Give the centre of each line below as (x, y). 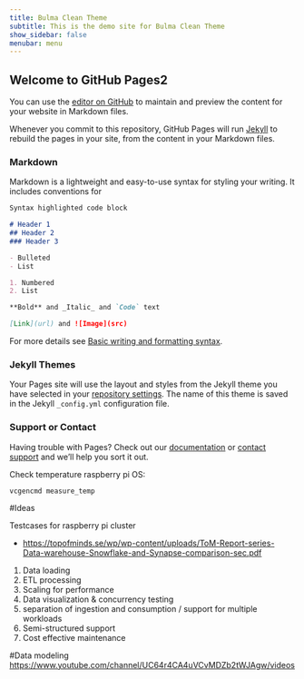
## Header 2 (32, 233)
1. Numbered (32, 282)
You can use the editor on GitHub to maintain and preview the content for (146, 102)
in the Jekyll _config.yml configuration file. (89, 404)
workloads (42, 618)
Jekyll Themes (43, 365)
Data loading (46, 570)
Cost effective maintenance (74, 637)
